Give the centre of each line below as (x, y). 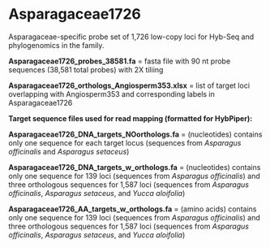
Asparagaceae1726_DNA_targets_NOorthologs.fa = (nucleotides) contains (135, 134)
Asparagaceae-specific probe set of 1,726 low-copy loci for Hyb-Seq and (131, 37)
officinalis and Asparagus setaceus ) (69, 151)
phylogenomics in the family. (56, 45)
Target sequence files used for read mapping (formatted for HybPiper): (131, 118)
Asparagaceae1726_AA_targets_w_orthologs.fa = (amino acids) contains (133, 209)
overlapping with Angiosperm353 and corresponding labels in (111, 94)
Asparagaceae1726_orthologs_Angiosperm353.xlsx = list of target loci (129, 85)
